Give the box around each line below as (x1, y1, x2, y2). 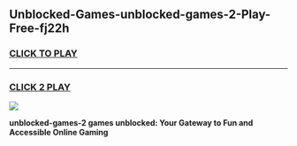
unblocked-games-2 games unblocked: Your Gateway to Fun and (9, 117, 254, 127)
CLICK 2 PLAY (9, 81, 71, 93)
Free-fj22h (9, 21, 70, 36)
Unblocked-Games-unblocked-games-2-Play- (9, 7, 271, 22)
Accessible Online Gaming (9, 127, 109, 137)
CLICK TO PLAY (9, 48, 78, 60)
